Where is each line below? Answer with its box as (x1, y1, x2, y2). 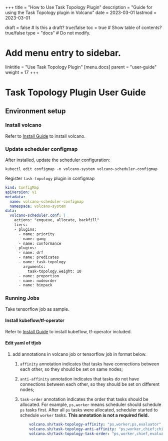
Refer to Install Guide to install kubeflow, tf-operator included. (5, 328, 132, 334)
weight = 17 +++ (5, 69, 39, 75)
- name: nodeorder (18, 278, 57, 283)
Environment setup (5, 107, 66, 115)
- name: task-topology (18, 260, 66, 265)
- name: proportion (18, 273, 59, 278)
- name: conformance (18, 241, 61, 246)
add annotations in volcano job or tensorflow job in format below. (12, 351, 146, 357)
